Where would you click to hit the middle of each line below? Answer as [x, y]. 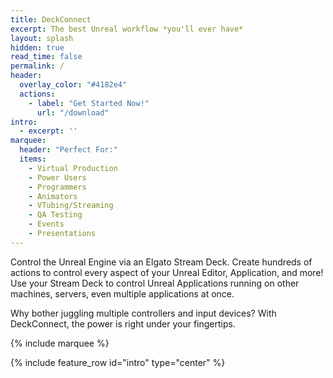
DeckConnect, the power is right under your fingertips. [123, 323]
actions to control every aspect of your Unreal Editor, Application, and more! [167, 272]
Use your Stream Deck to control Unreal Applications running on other [155, 283]
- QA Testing [55, 215]
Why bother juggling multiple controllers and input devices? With [143, 313]
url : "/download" [73, 112]
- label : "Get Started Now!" [89, 103]
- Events [46, 224]
